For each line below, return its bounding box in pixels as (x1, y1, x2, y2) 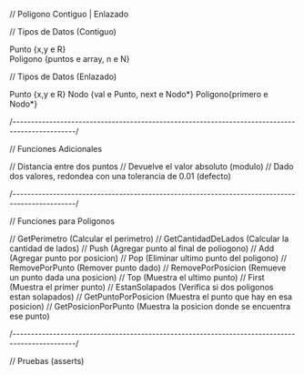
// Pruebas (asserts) (9, 356, 85, 366)
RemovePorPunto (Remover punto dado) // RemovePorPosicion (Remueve (9, 262, 287, 273)
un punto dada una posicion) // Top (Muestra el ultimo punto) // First (9, 272, 266, 282)
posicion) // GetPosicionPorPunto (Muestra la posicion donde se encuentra (9, 301, 291, 311)
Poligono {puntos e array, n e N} (9, 54, 130, 64)
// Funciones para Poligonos (9, 216, 116, 227)
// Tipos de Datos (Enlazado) (9, 71, 117, 82)
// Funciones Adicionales (9, 144, 103, 154)
